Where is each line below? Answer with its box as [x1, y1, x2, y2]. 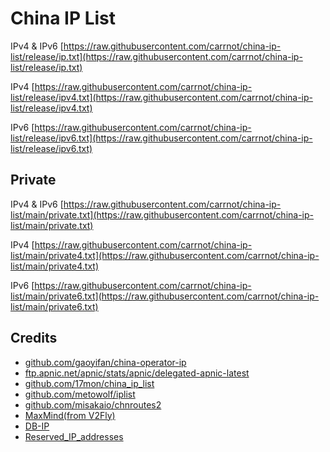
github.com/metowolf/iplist [24, 388, 136, 400]
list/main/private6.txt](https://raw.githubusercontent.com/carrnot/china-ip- [10, 290, 320, 302]
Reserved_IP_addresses [24, 430, 124, 442]
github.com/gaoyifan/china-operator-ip [24, 356, 187, 368]
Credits [10, 330, 58, 347]
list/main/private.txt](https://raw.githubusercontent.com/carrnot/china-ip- [10, 208, 315, 221]
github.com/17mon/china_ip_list [24, 377, 155, 389]
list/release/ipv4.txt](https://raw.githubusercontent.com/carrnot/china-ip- [10, 91, 314, 103]
